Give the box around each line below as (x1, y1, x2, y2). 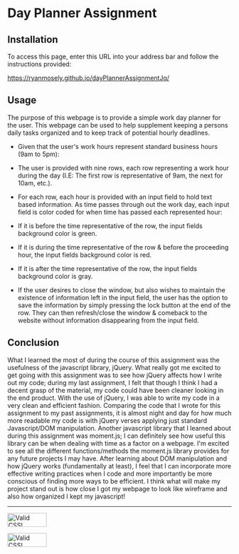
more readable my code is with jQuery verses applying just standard (7, 416, 208, 425)
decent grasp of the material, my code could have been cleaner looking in (7, 386, 224, 394)
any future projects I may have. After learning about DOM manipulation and (7, 454, 228, 463)
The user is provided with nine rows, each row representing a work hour (17, 163, 230, 172)
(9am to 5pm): (17, 150, 60, 158)
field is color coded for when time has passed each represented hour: (17, 207, 223, 216)
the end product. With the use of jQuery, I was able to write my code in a (7, 394, 221, 402)
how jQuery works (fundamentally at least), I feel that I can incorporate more (7, 461, 232, 470)
